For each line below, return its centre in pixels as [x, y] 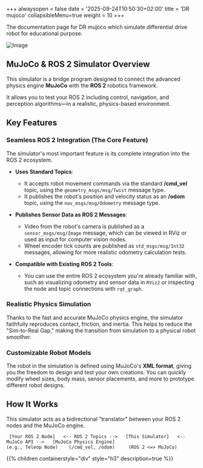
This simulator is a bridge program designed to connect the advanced [93, 79]
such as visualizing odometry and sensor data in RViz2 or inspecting [109, 282]
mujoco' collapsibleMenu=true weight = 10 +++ [65, 15]
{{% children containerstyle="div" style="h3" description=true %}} [90, 458]
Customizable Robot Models [49, 353]
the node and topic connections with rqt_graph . [84, 289]
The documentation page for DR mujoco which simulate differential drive [97, 27]
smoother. [19, 337]
